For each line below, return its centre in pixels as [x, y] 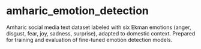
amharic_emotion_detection [77, 11]
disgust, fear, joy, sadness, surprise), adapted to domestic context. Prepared [101, 33]
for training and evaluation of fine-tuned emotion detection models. [89, 40]
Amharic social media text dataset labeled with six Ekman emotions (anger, [99, 27]
